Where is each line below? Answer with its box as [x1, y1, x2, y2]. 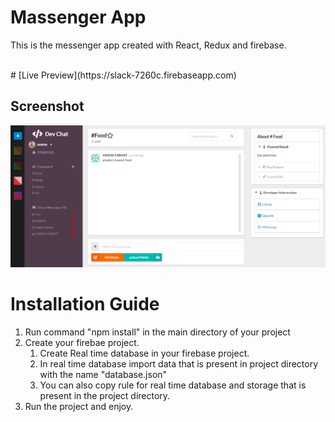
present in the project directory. [39, 389, 171, 401]
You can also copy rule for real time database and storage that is [39, 379, 307, 391]
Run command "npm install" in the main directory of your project [24, 326, 291, 338]
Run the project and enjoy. [24, 400, 134, 412]
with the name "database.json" [39, 368, 168, 380]
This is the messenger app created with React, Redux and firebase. [10, 39, 287, 51]
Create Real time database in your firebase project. [39, 347, 250, 359]
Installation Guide [10, 292, 160, 315]
